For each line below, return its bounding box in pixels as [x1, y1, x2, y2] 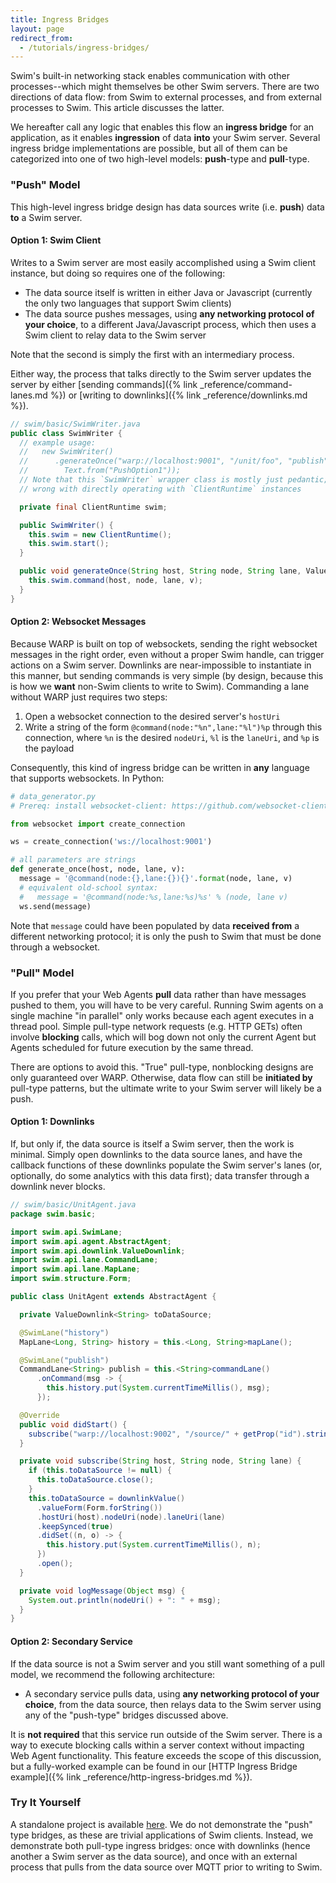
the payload [24, 742, 75, 754]
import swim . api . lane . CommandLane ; [10, 1255, 159, 1265]
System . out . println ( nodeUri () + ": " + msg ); [28, 1595, 222, 1605]
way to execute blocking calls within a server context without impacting [10, 1739, 305, 1751]
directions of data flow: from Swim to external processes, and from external [10, 91, 322, 103]
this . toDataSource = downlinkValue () [28, 1493, 186, 1503]
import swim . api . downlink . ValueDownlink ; [10, 1246, 186, 1256]
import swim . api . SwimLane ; [10, 1227, 123, 1237]
